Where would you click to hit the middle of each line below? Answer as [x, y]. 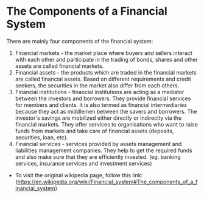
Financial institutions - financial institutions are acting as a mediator [100, 92]
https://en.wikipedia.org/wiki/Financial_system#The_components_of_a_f [107, 182]
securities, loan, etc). [41, 137]
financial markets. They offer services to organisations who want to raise [106, 124]
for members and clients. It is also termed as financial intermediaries [101, 105]
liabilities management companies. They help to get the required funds [104, 150]
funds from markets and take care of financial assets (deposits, [94, 131]
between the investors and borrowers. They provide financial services [103, 98]
